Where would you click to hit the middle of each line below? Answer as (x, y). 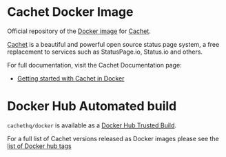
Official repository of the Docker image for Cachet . (79, 31)
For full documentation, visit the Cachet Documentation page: (95, 65)
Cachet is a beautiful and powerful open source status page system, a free (113, 44)
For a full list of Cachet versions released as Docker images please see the (113, 138)
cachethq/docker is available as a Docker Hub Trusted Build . (92, 125)
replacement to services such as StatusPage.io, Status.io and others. (105, 52)
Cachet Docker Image (70, 12)
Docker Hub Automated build (92, 106)
